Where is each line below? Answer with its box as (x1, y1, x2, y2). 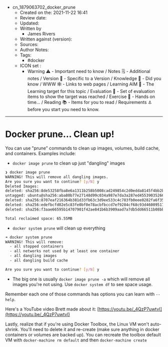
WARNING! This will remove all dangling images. (5, 174, 108, 179)
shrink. (5, 326, 19, 332)
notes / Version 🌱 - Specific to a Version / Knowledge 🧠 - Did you (27, 75, 161, 81)
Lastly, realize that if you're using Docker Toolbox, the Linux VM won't (5, 321, 149, 327)
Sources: (19, 41, 38, 47)
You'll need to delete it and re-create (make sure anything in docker (20, 326, 159, 332)
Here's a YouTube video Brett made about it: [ (5, 306, 99, 312)
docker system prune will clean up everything (12, 225, 106, 231)
